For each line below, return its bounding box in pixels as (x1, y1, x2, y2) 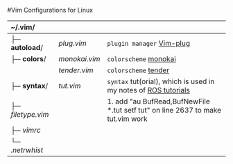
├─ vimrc (10, 125, 41, 135)
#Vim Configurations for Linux (7, 6, 94, 14)
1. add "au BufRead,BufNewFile (107, 97, 210, 106)
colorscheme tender (107, 65, 170, 75)
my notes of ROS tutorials (107, 85, 191, 95)
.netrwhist (10, 145, 44, 155)
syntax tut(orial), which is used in (107, 76, 215, 86)
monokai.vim (58, 54, 101, 63)
